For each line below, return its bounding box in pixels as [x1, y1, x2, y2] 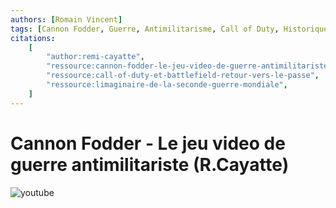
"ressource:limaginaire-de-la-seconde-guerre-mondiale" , [46, 80, 288, 90]
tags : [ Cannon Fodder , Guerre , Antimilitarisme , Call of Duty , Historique [10, 24, 329, 34]
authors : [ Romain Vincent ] [10, 14, 123, 25]
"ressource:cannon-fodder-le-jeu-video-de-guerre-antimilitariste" [46, 61, 333, 71]
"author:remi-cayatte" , [46, 52, 145, 62]
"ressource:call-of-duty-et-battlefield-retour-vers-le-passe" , [46, 71, 320, 81]
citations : [10, 33, 56, 43]
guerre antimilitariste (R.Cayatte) [10, 153, 290, 176]
